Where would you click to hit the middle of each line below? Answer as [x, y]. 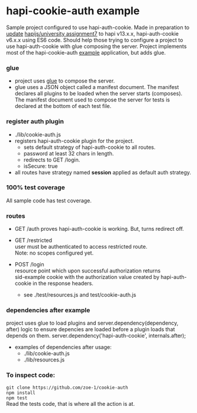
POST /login [29, 265]
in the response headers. [63, 284]
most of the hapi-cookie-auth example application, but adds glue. [86, 52]
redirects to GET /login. [52, 160]
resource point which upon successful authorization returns [88, 271]
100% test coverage [35, 188]
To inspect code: [31, 375]
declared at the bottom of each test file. [63, 106]
